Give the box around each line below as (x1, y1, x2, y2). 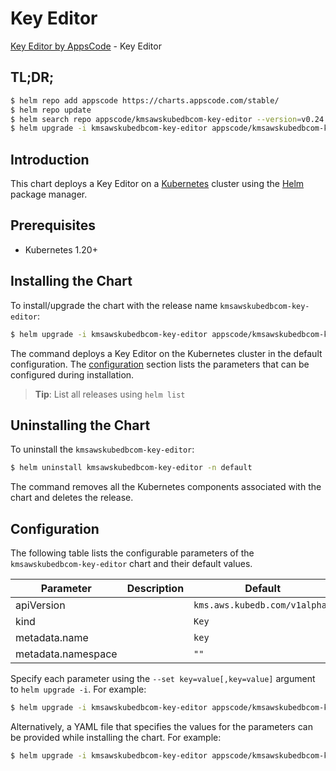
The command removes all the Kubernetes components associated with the (10, 481, 322, 493)
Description (126, 582, 185, 596)
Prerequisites (10, 217, 96, 234)
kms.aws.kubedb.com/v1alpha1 (193, 600, 333, 611)
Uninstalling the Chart (10, 417, 151, 434)
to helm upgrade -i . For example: (10, 683, 147, 696)
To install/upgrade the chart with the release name (10, 299, 218, 311)
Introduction (10, 151, 90, 168)
